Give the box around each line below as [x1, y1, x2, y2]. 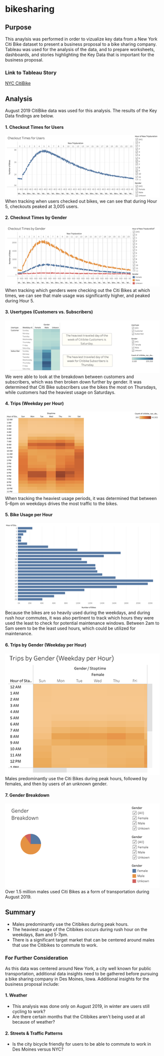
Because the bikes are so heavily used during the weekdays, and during [5, 610, 150, 616]
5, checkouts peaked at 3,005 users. [5, 203, 79, 209]
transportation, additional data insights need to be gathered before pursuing [5, 970, 158, 976]
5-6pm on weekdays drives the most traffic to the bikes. [5, 500, 118, 506]
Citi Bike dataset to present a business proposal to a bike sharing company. [5, 41, 157, 47]
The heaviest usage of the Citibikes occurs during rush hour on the [12, 926, 148, 932]
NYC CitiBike [5, 80, 31, 87]
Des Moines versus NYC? [12, 1046, 64, 1053]
